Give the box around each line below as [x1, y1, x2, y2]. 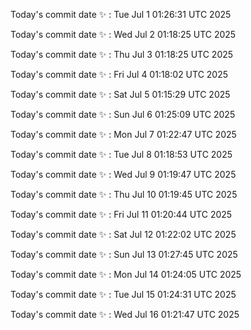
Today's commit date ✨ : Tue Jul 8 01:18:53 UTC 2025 [10, 149, 233, 160]
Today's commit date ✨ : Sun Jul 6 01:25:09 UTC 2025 [10, 109, 236, 120]
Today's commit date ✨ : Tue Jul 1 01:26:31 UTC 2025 [10, 9, 232, 20]
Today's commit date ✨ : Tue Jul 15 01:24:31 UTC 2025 [10, 289, 237, 300]
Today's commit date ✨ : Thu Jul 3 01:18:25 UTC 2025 [10, 49, 234, 60]
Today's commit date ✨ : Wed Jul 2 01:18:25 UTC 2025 [10, 29, 237, 40]
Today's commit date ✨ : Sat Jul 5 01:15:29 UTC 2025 [10, 89, 231, 100]
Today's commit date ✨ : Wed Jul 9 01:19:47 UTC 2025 [10, 169, 237, 180]
